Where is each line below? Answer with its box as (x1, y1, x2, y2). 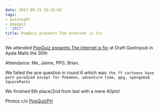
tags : (5, 12, 17, 17)
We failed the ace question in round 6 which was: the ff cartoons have (5, 70, 154, 76)
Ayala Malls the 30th (5, 50, 48, 56)
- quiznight (5, 17, 30, 22)
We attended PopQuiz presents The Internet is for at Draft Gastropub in (5, 45, 153, 50)
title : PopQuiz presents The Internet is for (5, 31, 102, 36)
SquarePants (5, 79, 30, 84)
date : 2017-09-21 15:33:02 (5, 7, 62, 13)
